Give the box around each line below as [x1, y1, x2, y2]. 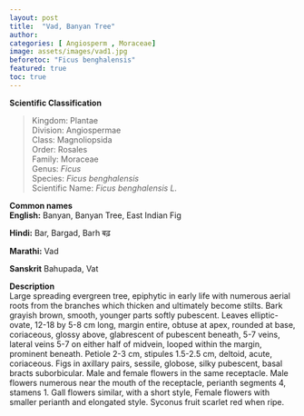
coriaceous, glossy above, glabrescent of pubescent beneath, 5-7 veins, [9, 329, 280, 340]
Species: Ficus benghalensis [31, 173, 139, 183]
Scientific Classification [9, 97, 103, 108]
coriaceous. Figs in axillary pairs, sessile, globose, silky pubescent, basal [9, 358, 283, 369]
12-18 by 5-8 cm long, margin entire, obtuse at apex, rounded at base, [34, 319, 296, 330]
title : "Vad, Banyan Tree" [9, 22, 116, 31]
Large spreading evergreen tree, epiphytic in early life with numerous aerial [9, 290, 290, 301]
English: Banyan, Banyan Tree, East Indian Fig [9, 210, 181, 221]
